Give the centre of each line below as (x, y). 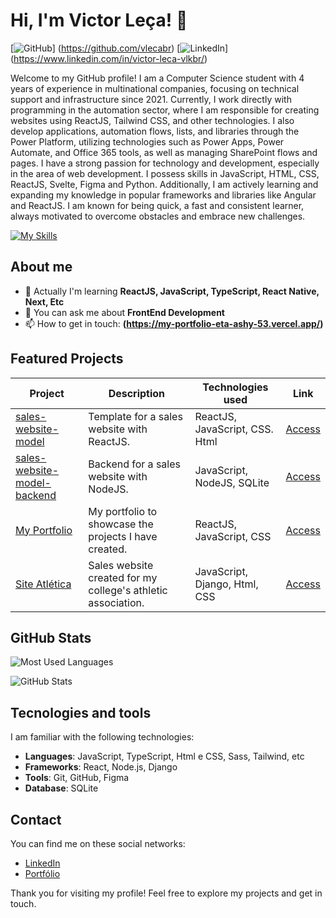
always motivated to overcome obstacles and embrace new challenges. (158, 216)
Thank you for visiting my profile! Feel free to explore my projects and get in (166, 893)
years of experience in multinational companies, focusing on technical (155, 88)
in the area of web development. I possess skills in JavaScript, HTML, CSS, (165, 173)
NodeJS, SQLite (232, 482)
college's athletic (128, 590)
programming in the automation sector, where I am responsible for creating (165, 110)
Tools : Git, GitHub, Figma (77, 778)
